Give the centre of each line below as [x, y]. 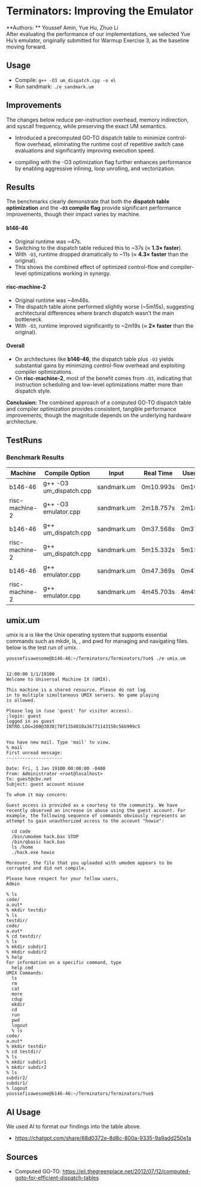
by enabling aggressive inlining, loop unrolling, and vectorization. [95, 168]
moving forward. [26, 47]
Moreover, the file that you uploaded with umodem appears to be [89, 863]
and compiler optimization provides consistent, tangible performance [91, 409]
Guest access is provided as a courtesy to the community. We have [92, 805]
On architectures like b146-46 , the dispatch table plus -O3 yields [94, 359]
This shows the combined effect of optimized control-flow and [92, 267]
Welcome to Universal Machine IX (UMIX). [59, 679]
